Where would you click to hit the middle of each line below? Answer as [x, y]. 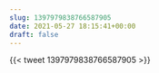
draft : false [34, 34]
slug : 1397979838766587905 [60, 18]
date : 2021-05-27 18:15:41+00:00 [73, 26]
